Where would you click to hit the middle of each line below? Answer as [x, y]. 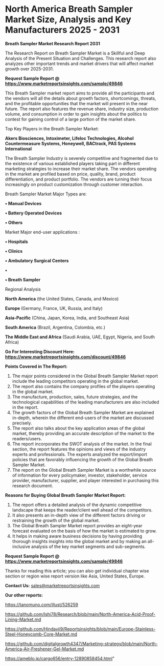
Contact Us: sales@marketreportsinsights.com [53, 585]
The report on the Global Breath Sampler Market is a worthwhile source [84, 470]
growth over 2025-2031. [30, 69]
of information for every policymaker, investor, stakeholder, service [80, 475]
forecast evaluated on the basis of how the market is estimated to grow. [84, 531]
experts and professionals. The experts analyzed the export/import [80, 454]
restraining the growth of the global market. [56, 520]
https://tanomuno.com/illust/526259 [42, 605]
